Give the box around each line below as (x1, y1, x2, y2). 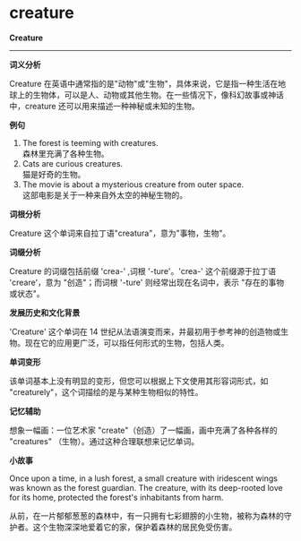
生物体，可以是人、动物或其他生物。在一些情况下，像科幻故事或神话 (32, 89, 284, 100)
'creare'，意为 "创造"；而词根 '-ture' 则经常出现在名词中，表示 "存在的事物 (9, 277, 285, 288)
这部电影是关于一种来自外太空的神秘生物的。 (21, 189, 188, 200)
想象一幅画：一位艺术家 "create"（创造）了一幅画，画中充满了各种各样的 (9, 425, 278, 435)
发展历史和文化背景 (9, 307, 81, 318)
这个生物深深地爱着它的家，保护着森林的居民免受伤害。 (32, 521, 237, 532)
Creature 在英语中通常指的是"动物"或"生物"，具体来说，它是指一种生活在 (9, 78, 279, 89)
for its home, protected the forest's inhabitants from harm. (9, 492, 224, 502)
